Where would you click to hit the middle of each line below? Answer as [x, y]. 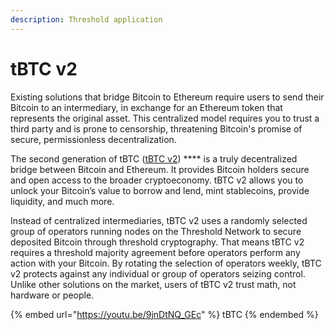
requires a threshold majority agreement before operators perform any [155, 252]
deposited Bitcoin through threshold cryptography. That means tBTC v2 [157, 242]
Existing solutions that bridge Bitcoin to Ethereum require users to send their [167, 97]
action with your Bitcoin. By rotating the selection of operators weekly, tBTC [166, 263]
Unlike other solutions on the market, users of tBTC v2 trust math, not [153, 284]
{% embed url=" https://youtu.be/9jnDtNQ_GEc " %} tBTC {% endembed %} [164, 314]
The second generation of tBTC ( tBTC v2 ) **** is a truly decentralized [154, 158]
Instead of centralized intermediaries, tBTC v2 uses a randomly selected [159, 220]
